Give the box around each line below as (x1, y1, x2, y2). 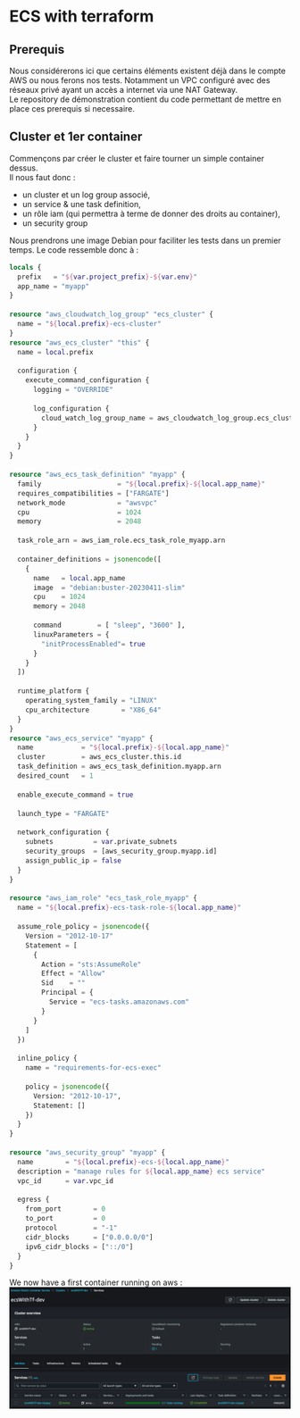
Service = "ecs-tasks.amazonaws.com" (48, 997, 190, 1006)
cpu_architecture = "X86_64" (25, 705, 162, 714)
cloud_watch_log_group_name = (41, 413, 154, 422)
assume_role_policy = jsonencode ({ (17, 922, 150, 931)
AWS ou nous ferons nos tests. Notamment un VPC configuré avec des (9, 75, 271, 86)
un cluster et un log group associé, (21, 189, 151, 200)
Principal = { (41, 988, 94, 997)
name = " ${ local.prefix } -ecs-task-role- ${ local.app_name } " (17, 904, 242, 913)
